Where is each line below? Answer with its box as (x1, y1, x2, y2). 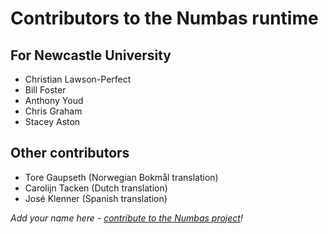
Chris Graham (24, 105, 83, 117)
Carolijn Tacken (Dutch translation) (24, 182, 168, 194)
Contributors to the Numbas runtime (10, 7, 319, 30)
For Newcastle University (10, 47, 172, 64)
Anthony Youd (24, 95, 84, 106)
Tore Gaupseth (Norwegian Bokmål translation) (24, 171, 219, 183)
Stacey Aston (24, 116, 81, 127)
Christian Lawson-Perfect (24, 73, 132, 85)
